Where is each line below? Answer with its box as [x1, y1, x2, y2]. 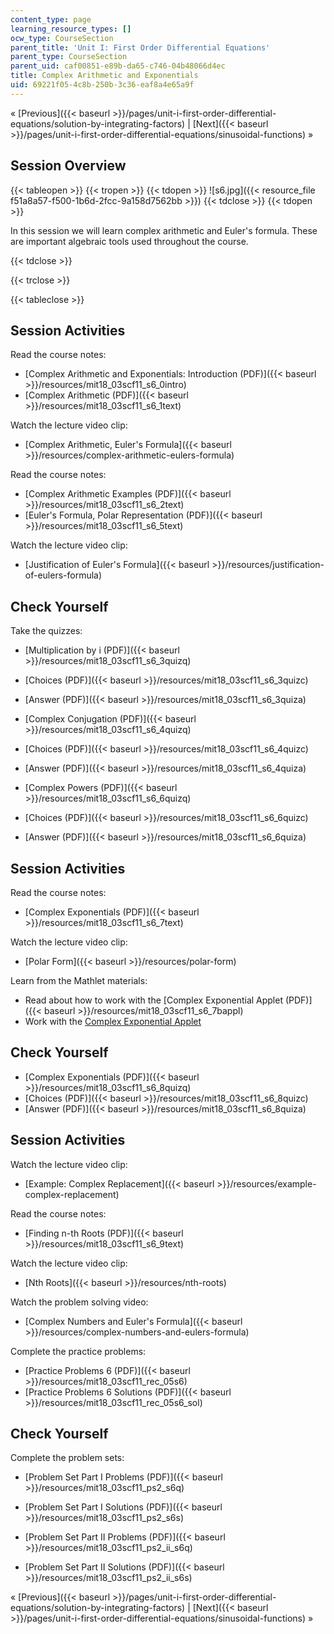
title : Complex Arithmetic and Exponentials [10, 71, 199, 81]
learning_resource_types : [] [10, 24, 132, 34]
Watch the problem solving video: [10, 1296, 149, 1308]
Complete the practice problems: [10, 1345, 147, 1357]
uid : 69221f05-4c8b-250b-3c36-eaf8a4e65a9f [10, 80, 195, 90]
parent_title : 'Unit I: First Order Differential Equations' [10, 42, 271, 53]
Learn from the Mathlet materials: [10, 975, 148, 986]
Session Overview [10, 157, 127, 175]
